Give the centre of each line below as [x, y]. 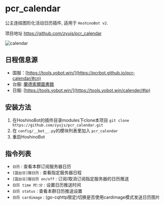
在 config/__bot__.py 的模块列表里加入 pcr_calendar [65, 131]
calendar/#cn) [27, 78]
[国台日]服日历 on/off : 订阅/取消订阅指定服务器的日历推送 [71, 179]
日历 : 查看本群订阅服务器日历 [42, 167]
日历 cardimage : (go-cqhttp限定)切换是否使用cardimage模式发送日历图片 [86, 197]
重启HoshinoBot [29, 137]
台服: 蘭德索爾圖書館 [33, 84]
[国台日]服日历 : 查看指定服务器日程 [47, 172]
